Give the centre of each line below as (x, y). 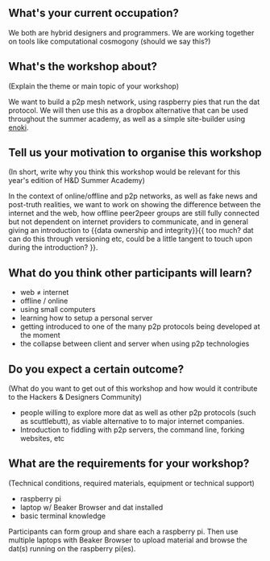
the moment (40, 335)
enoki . (19, 127)
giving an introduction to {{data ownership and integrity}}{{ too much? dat (131, 231)
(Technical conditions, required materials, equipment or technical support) (132, 483)
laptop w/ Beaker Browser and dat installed (91, 507)
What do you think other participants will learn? (130, 273)
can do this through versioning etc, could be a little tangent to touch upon (130, 239)
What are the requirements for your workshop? (129, 464)
